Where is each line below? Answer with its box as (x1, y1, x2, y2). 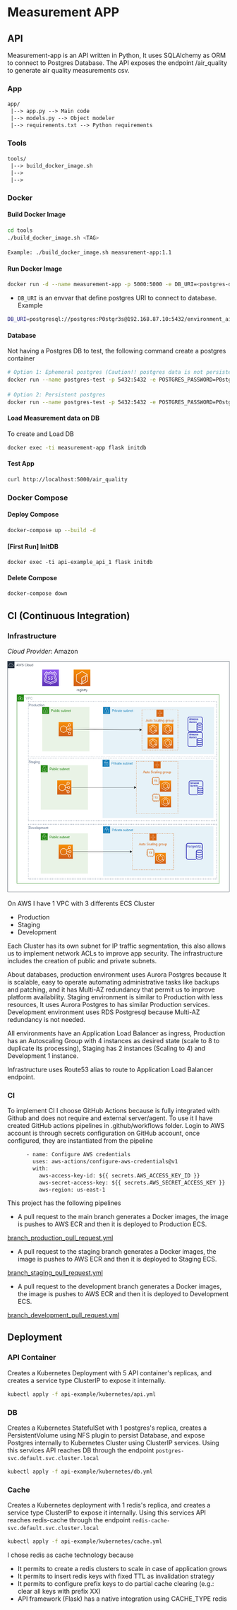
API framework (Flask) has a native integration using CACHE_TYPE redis (17, 1594, 227, 1603)
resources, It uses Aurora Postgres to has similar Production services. (7, 1000, 210, 1009)
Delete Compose (7, 573, 58, 582)
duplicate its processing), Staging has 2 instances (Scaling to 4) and (7, 1044, 206, 1052)
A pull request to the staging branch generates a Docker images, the (17, 1247, 217, 1256)
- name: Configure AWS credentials (25, 1151, 131, 1158)
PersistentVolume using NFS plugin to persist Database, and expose (7, 1430, 205, 1439)
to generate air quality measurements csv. (7, 66, 130, 74)
